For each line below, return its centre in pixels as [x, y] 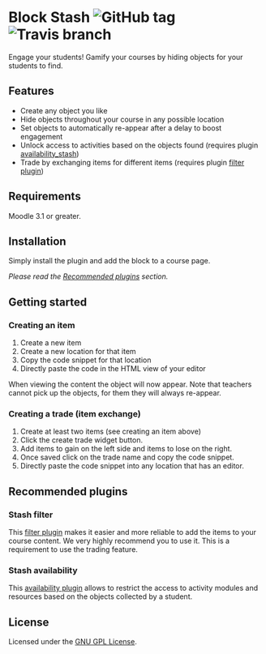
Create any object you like [64, 110]
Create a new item [51, 343]
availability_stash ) [49, 153]
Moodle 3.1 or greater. [45, 216]
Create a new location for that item [78, 352]
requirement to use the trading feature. [73, 549]
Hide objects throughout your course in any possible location [122, 119]
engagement [41, 136]
